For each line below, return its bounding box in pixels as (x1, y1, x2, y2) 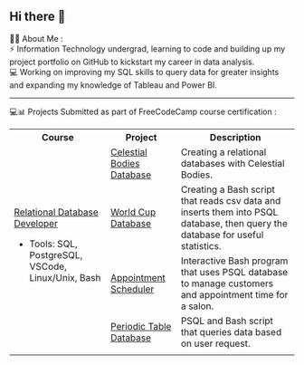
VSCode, (29, 260, 68, 273)
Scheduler (109, 283, 155, 295)
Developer (14, 216, 59, 229)
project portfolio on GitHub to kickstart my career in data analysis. (9, 56, 255, 67)
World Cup (109, 206, 157, 218)
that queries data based (180, 325, 282, 338)
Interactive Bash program (180, 255, 289, 267)
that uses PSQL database (180, 265, 289, 278)
